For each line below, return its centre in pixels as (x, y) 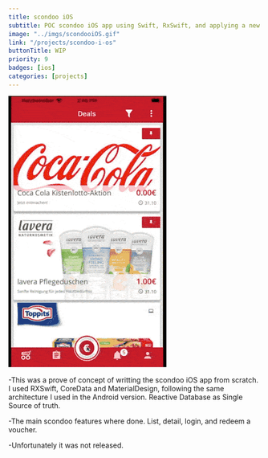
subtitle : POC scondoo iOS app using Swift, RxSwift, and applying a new (134, 25)
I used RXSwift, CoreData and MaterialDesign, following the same (116, 388)
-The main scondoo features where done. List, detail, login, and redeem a (130, 421)
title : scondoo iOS (41, 17)
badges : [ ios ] (32, 68)
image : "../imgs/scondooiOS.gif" (64, 34)
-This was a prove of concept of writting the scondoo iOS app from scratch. (134, 380)
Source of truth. (35, 405)
